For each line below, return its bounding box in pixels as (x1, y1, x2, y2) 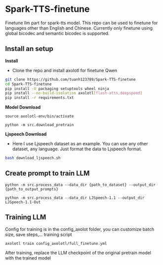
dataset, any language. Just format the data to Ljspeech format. (12, 146, 142, 152)
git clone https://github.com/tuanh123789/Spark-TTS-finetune (5, 77, 136, 82)
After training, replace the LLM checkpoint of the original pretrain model (5, 250, 152, 256)
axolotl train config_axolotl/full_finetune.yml (5, 241, 107, 246)
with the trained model (5, 255, 51, 261)
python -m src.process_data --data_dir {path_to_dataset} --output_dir (5, 182, 156, 187)
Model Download (5, 104, 41, 110)
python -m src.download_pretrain (5, 123, 74, 128)
